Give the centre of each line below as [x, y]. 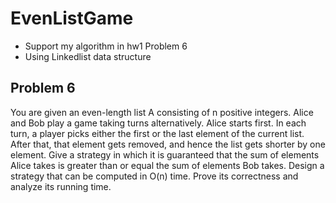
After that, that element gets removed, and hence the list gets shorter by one [168, 144]
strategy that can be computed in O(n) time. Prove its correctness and [154, 176]
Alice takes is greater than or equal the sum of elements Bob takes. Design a [167, 165]
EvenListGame [72, 18]
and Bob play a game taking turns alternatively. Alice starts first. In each [158, 123]
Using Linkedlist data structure [88, 56]
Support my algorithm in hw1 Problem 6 [106, 46]
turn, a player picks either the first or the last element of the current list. [157, 133]
